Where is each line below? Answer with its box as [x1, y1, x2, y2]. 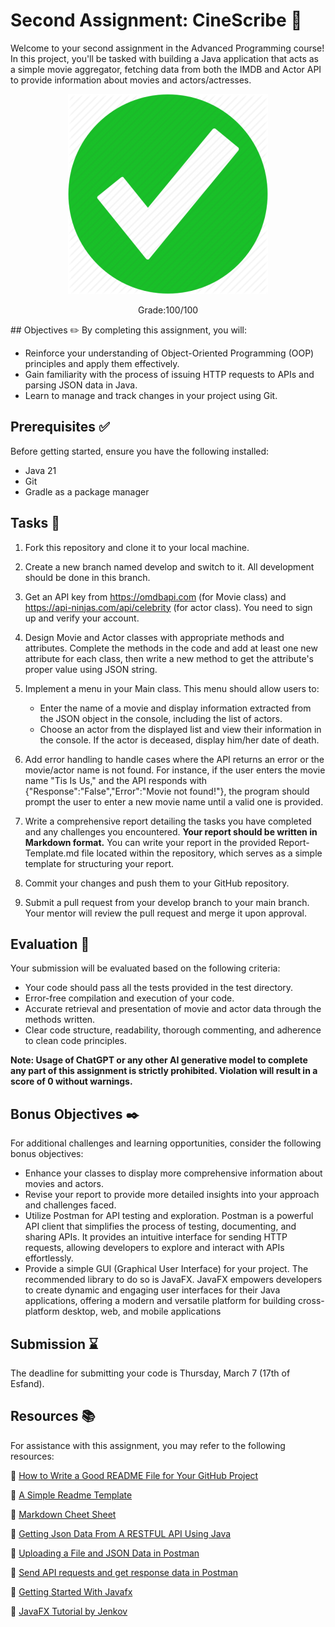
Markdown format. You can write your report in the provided [24, 836, 277, 848]
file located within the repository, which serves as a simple [81, 847, 323, 859]
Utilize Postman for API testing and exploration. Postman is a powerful [24, 1210, 314, 1222]
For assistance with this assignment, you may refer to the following [10, 1439, 286, 1451]
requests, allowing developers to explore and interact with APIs [24, 1242, 285, 1254]
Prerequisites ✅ [10, 419, 110, 436]
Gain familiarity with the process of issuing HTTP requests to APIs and [24, 368, 315, 380]
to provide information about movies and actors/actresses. [10, 74, 252, 86]
